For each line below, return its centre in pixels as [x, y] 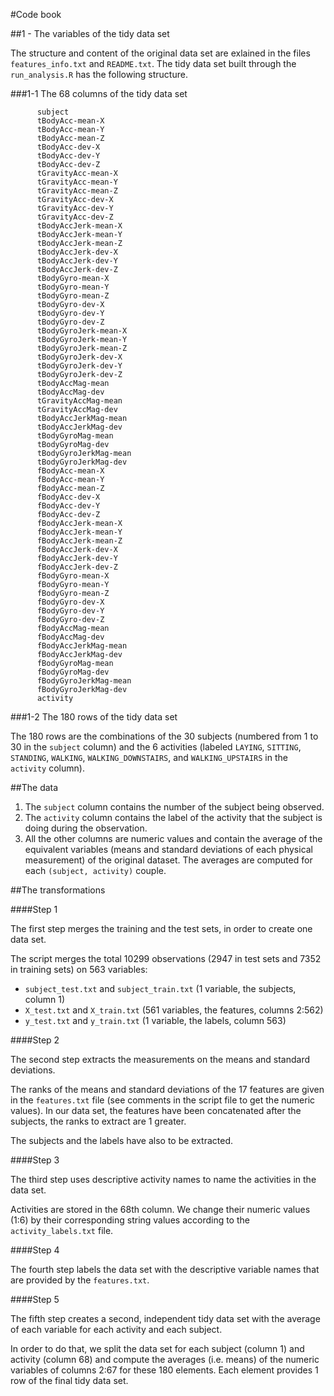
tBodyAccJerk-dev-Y [77, 261]
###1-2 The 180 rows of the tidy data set [94, 717]
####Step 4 [35, 1250]
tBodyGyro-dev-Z [70, 322]
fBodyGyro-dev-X [70, 602]
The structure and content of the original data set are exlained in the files [160, 53]
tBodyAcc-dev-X [68, 147]
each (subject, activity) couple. [95, 870]
